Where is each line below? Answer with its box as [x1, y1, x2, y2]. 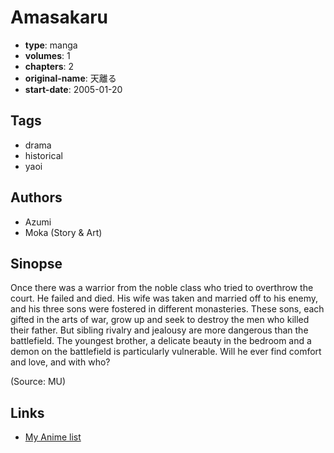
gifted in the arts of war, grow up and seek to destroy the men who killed [10, 314, 310, 326]
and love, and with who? [10, 356, 111, 368]
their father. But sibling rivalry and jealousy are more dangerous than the [10, 324, 309, 336]
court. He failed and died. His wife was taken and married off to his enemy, [10, 292, 319, 305]
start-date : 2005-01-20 [24, 83, 123, 95]
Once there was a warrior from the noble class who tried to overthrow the [10, 282, 314, 294]
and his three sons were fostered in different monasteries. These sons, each [10, 303, 325, 315]
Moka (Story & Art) [24, 226, 103, 238]
